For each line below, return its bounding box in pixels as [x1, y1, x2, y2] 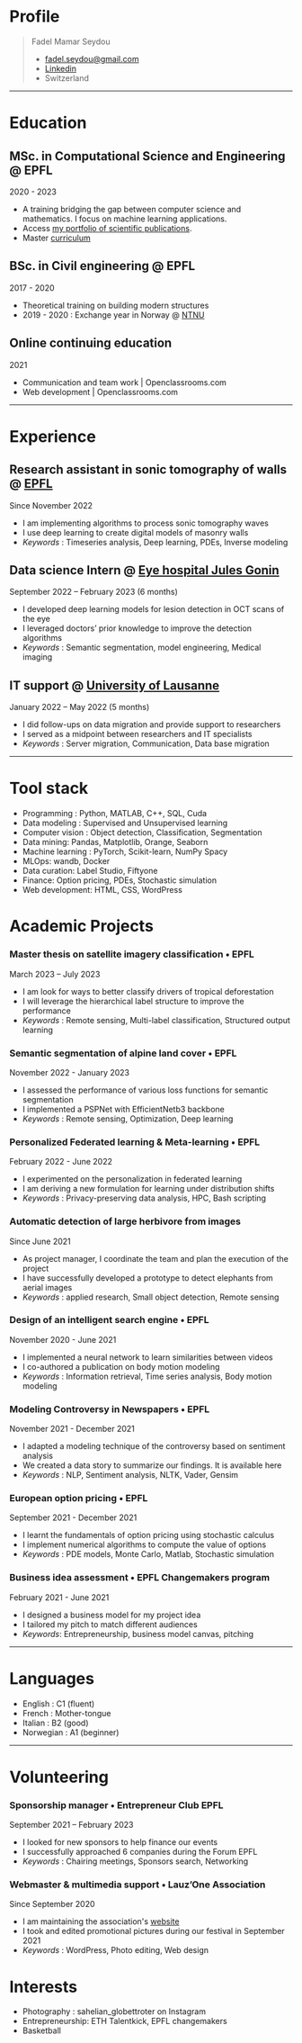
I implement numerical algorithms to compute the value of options [22, 1539, 267, 1550]
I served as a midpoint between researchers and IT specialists [22, 729, 253, 740]
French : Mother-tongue [22, 1707, 111, 1718]
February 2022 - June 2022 [9, 1156, 112, 1167]
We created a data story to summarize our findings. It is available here [22, 1460, 282, 1471]
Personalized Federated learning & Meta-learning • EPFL [9, 1136, 261, 1148]
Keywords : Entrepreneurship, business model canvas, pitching [22, 1628, 254, 1639]
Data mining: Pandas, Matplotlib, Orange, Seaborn [22, 837, 209, 848]
